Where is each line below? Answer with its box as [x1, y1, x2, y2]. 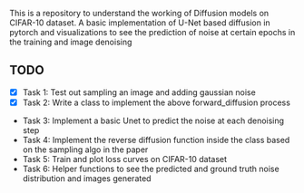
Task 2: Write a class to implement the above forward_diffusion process [22, 97, 290, 108]
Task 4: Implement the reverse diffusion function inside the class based [22, 134, 290, 145]
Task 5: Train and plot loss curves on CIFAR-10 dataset [22, 153, 228, 164]
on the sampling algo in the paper [22, 144, 149, 155]
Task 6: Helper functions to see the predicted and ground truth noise [22, 163, 279, 174]
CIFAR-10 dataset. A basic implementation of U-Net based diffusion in [9, 17, 270, 28]
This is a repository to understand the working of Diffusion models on [9, 8, 270, 18]
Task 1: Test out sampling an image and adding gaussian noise [22, 86, 256, 98]
